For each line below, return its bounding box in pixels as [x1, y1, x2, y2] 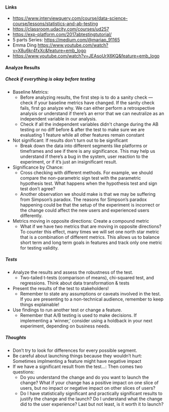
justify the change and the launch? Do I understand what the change [20, 395, 163, 402]
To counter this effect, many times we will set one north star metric [20, 228, 159, 235]
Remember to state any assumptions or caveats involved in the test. [20, 291, 161, 297]
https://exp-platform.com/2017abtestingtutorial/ [12, 31, 112, 37]
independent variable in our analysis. [20, 115, 97, 121]
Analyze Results [5, 64, 40, 70]
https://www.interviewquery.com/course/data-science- [12, 15, 128, 21]
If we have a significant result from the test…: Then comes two [12, 363, 143, 369]
